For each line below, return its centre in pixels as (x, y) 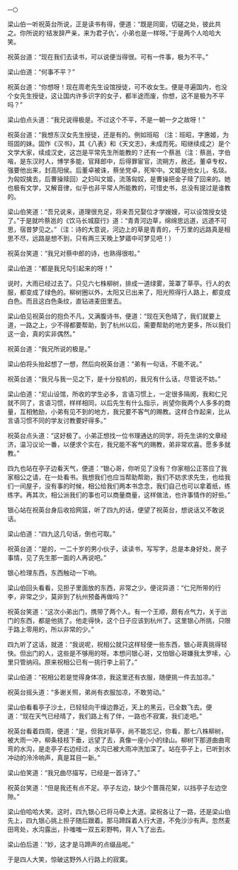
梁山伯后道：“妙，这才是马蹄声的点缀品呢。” (71, 844)
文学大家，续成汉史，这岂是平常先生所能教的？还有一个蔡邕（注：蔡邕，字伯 (119, 152)
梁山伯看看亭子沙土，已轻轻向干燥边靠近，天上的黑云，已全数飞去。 (107, 707)
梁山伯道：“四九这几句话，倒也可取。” (61, 534)
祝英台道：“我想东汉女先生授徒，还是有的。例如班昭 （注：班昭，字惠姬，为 (118, 134)
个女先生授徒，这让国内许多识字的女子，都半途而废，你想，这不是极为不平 (116, 96)
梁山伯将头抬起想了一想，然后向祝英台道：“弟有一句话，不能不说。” (105, 364)
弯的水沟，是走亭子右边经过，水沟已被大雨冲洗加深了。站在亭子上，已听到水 (119, 749)
